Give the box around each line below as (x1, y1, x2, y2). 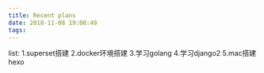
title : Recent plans (8, 11, 77, 20)
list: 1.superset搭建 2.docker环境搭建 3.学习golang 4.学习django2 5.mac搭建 (8, 49, 257, 58)
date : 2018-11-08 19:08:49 (8, 19, 98, 27)
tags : (8, 26, 26, 34)
